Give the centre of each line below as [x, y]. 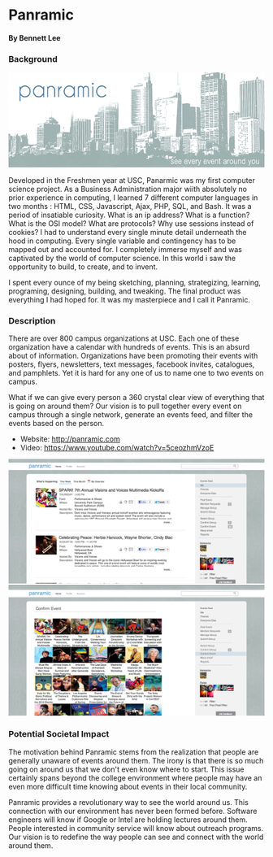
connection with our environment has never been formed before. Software [133, 811]
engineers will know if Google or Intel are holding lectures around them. [128, 820]
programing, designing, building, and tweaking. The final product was [125, 291]
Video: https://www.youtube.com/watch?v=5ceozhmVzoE [117, 447]
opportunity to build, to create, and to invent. [83, 267]
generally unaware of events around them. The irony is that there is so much [136, 760]
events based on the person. [56, 423]
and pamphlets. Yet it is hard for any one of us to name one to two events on [136, 372]
